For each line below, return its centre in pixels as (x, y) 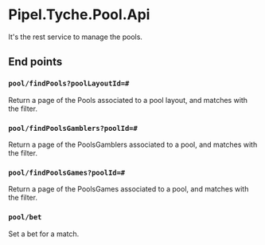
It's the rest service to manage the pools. (76, 37)
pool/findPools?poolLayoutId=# (69, 84)
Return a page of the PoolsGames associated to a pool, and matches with (129, 189)
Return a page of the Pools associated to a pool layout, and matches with (128, 100)
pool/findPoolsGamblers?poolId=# (73, 128)
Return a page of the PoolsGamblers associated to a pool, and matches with (133, 144)
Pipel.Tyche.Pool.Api (79, 15)
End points (35, 62)
